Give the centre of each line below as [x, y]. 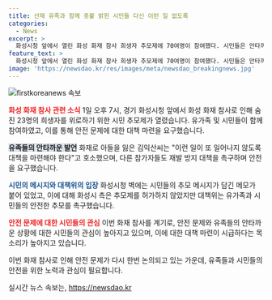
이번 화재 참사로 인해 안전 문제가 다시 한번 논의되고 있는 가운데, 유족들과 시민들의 [136, 259]
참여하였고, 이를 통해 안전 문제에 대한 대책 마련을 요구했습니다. [106, 130]
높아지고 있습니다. [58, 242]
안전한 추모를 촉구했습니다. [72, 205]
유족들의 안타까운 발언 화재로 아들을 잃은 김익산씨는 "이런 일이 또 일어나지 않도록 [135, 148]
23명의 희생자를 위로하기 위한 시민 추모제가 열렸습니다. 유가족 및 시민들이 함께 [140, 120]
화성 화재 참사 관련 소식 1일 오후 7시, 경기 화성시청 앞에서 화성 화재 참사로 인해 [131, 109]
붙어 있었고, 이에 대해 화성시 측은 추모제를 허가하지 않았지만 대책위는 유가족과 [130, 195]
